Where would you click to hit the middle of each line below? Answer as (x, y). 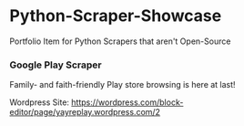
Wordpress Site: (40, 102)
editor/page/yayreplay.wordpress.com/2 (85, 112)
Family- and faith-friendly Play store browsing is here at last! (122, 85)
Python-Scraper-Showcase (116, 16)
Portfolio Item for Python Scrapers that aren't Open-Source (120, 41)
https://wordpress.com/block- (127, 102)
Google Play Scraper (56, 65)
